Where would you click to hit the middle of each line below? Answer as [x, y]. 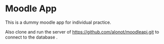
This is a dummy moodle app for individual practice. [58, 22]
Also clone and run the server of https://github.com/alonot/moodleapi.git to [82, 32]
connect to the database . [32, 37]
